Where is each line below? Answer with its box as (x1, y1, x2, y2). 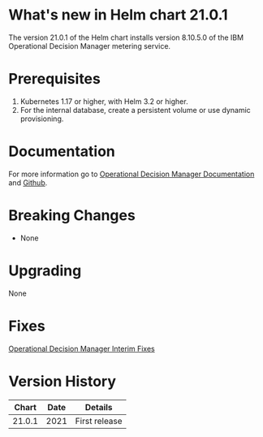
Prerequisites (8, 70, 101, 89)
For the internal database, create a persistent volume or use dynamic (19, 105, 252, 115)
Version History (8, 372, 116, 391)
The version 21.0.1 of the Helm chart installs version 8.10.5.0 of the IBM (8, 32, 244, 42)
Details (84, 401, 113, 413)
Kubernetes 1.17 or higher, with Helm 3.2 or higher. (19, 96, 188, 106)
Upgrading (8, 262, 82, 279)
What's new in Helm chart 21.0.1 (8, 6, 228, 24)
